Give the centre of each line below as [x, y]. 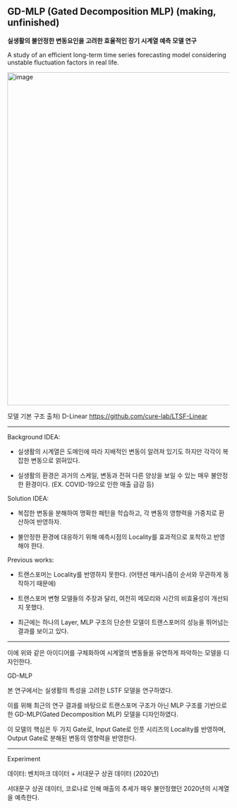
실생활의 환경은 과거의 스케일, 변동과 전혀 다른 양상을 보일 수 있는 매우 [113, 475]
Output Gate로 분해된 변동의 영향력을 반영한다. [72, 738]
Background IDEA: [34, 437]
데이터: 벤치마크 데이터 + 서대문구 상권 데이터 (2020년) [83, 773]
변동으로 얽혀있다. [55, 460]
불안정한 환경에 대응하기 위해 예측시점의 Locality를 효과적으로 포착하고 [115, 536]
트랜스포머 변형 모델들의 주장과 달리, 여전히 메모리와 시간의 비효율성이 [114, 598]
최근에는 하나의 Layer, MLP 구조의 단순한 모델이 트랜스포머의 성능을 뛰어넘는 [123, 622]
